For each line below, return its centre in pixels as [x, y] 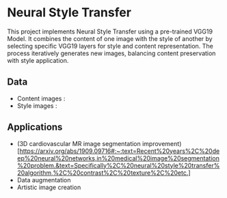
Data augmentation [44, 180]
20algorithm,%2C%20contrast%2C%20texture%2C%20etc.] [104, 173]
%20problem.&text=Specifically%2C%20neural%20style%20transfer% [118, 165]
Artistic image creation [49, 187]
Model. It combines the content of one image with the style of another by [110, 38]
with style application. [38, 60]
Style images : [37, 105]
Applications [35, 127]
